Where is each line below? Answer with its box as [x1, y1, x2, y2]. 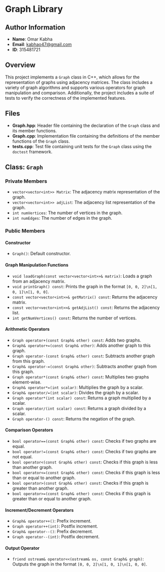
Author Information [5, 23, 66, 32]
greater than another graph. [12, 485, 69, 492]
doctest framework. [12, 149, 53, 154]
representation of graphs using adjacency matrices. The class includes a [5, 79, 153, 85]
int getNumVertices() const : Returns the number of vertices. [12, 315, 137, 321]
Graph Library [5, 3, 63, 15]
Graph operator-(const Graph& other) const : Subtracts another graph [12, 353, 155, 359]
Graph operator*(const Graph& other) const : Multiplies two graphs [12, 374, 149, 380]
